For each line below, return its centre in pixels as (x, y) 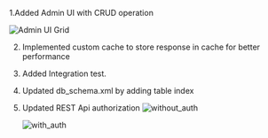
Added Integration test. (64, 73)
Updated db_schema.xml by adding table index (108, 91)
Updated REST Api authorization (81, 108)
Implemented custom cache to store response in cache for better (141, 47)
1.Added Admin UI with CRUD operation (81, 13)
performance (46, 56)
